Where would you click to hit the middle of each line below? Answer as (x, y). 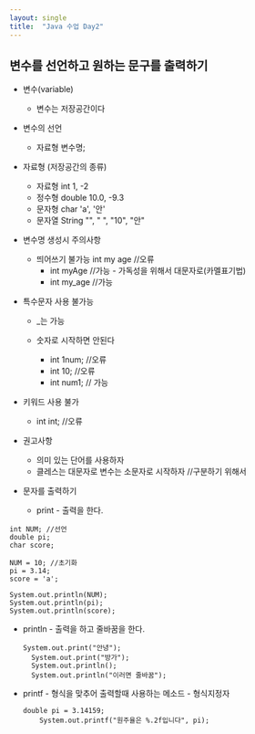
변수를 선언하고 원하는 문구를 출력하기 (109, 65)
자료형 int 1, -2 (62, 186)
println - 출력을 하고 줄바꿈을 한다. (84, 629)
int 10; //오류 (72, 372)
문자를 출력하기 (50, 491)
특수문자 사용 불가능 (58, 301)
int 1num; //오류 (78, 360)
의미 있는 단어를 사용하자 (80, 460)
